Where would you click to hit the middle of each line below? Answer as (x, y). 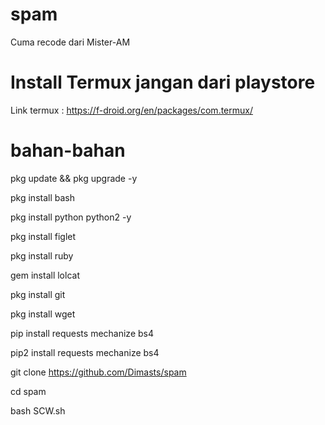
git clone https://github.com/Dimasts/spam (98, 372)
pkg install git (38, 294)
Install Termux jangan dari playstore (163, 82)
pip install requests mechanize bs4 (82, 333)
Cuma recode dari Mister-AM (70, 42)
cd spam (28, 391)
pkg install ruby (42, 255)
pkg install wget (43, 314)
